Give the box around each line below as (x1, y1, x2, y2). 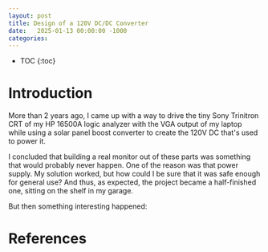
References (8, 230, 87, 248)
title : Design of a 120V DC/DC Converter (8, 19, 149, 27)
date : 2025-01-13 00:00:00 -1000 (8, 26, 128, 35)
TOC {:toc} (19, 56, 56, 66)
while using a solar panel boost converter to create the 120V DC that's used (8, 128, 258, 137)
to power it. (8, 136, 47, 146)
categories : (8, 34, 48, 43)
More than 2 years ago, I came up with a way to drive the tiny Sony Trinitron (8, 111, 259, 120)
